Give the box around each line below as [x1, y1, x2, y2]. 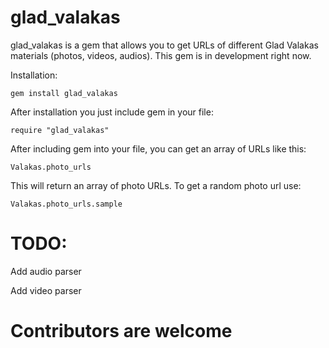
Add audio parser [10, 265, 82, 277]
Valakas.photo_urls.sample [10, 199, 123, 209]
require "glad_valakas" [10, 125, 110, 135]
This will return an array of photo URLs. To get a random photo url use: [10, 179, 302, 191]
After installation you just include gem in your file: [10, 106, 214, 118]
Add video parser [10, 284, 82, 296]
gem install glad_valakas [10, 88, 118, 98]
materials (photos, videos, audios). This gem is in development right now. [10, 49, 312, 61]
